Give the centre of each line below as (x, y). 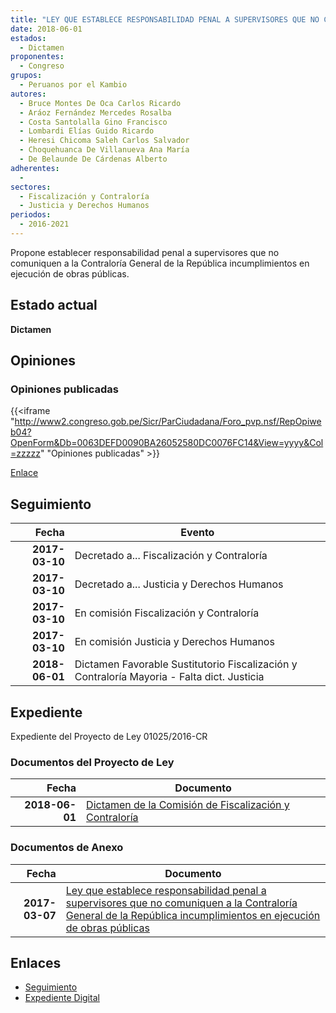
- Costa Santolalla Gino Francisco (93, 122)
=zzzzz (25, 453)
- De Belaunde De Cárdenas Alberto (93, 159)
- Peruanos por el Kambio (73, 85)
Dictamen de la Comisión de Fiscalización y (188, 805)
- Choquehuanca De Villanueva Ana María (104, 150)
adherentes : (35, 168)
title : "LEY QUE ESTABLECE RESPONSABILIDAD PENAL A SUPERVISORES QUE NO (165, 19)
